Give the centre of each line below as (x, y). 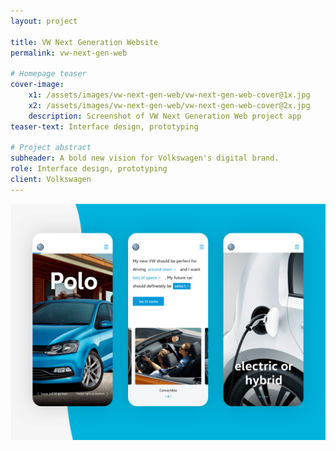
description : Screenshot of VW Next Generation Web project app (165, 116)
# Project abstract (51, 148)
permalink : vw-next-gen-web (69, 53)
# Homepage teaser (48, 74)
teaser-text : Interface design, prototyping (104, 126)
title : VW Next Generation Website (84, 42)
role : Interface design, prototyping (89, 169)
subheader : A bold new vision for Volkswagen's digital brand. (145, 158)
